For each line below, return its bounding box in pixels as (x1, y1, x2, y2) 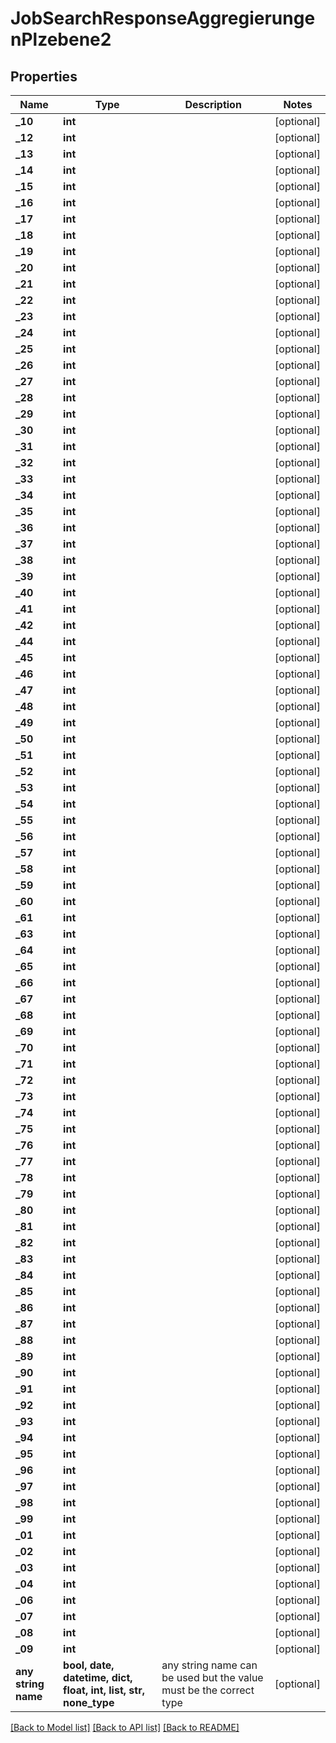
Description (184, 98, 242, 111)
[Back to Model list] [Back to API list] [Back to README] (10, 1722, 240, 1733)
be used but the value (161, 1671, 264, 1684)
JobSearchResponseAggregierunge (10, 7, 316, 30)
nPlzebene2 (10, 28, 112, 51)
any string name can (161, 1658, 258, 1672)
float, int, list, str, (63, 1683, 145, 1697)
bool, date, (63, 1658, 115, 1672)
